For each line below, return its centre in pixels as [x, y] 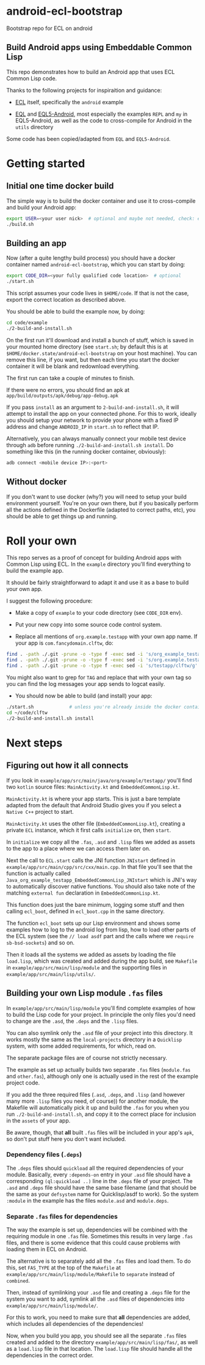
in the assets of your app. [38, 1120]
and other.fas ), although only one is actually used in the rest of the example [102, 1076]
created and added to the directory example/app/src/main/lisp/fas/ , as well [102, 1342]
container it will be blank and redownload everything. [73, 366]
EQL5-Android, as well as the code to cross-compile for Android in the [103, 120]
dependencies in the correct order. [50, 1355]
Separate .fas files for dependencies [62, 1216]
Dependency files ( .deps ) [44, 1154]
